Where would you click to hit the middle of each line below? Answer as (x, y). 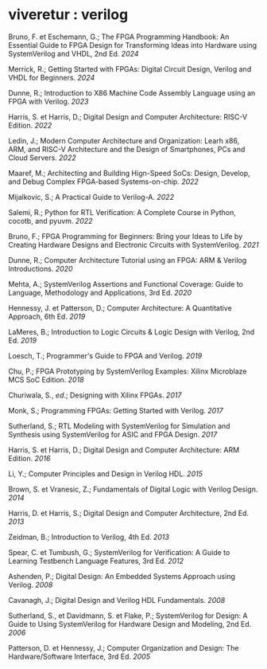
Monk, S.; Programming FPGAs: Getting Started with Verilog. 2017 (116, 410)
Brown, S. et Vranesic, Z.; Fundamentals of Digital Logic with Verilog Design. (133, 489)
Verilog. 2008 (31, 585)
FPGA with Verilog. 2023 (48, 101)
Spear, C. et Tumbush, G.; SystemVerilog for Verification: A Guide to (119, 552)
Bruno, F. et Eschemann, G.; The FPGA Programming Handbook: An (119, 37)
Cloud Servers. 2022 (43, 158)
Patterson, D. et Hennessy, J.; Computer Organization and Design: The (124, 647)
